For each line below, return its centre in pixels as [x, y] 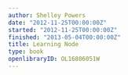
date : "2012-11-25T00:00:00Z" [58, 23]
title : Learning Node [44, 45]
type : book [26, 52]
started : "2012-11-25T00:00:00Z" [63, 30]
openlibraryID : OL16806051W [54, 59]
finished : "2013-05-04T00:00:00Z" [65, 37]
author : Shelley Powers [47, 15]
